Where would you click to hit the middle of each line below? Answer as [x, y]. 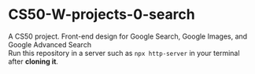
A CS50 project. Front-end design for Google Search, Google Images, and [128, 36]
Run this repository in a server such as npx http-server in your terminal [124, 53]
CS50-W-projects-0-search [102, 15]
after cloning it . [33, 61]
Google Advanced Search [50, 44]
